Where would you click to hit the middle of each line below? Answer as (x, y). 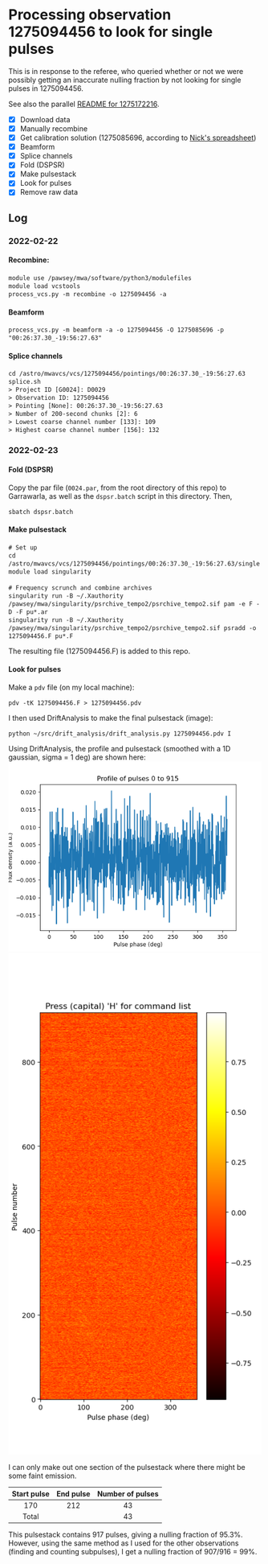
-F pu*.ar (32, 612)
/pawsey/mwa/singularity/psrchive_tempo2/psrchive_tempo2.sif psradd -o (132, 628)
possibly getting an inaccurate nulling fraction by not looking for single (125, 80)
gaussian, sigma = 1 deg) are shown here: (77, 757)
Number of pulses (128, 1493)
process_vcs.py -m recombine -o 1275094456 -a (87, 294)
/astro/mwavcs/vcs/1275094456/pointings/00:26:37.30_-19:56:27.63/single (134, 564)
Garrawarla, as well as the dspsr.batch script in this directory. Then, (120, 496)
